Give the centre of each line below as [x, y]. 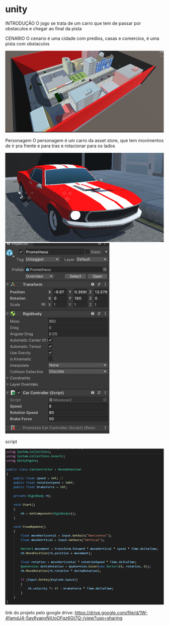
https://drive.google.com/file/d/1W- [111, 613]
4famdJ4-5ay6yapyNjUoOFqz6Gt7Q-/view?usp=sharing [64, 618]
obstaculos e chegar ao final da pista [44, 28]
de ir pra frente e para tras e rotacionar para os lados [60, 146]
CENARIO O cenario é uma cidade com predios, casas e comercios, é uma [82, 38]
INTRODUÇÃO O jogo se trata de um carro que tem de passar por [73, 23]
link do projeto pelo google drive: [39, 613]
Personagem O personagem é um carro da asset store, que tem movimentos [84, 140]
